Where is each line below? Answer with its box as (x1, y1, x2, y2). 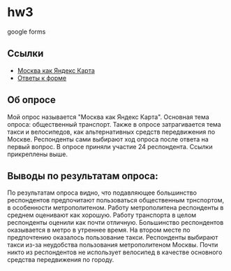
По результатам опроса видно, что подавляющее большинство (7, 188, 198, 197)
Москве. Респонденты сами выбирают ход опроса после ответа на (7, 134, 209, 144)
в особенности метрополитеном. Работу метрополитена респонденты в (7, 204, 224, 212)
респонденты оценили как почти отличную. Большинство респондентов (7, 218, 224, 227)
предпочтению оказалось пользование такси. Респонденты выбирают (7, 233, 218, 242)
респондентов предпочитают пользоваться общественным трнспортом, (7, 196, 225, 204)
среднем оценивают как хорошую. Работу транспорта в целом (7, 211, 197, 219)
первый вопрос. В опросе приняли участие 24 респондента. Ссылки (7, 142, 213, 151)
